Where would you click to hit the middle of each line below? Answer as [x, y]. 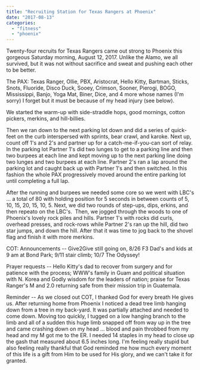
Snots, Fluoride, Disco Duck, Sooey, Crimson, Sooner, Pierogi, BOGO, [91, 88]
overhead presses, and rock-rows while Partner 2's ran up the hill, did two [97, 224]
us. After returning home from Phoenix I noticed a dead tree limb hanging [96, 304]
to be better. [21, 70]
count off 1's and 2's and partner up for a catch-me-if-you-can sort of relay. [99, 143]
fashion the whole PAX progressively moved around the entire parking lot [96, 175]
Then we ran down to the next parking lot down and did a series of [88, 130]
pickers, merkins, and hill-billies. [46, 119]
